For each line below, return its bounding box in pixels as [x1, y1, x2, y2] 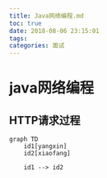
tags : [9, 34, 27, 43]
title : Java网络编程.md [9, 11, 84, 20]
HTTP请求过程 [9, 114, 81, 127]
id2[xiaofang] [23, 150, 71, 158]
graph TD [9, 135, 39, 143]
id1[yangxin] [23, 143, 68, 151]
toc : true [9, 19, 43, 27]
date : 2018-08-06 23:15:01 [9, 27, 100, 35]
